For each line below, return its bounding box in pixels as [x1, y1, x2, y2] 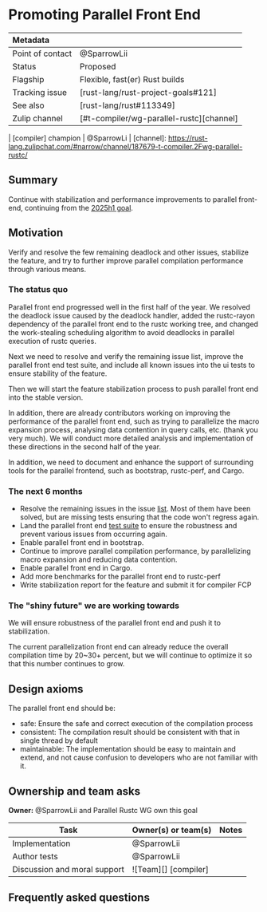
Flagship [12, 73, 45, 85]
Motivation [8, 226, 64, 240]
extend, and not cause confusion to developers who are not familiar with [19, 752, 258, 763]
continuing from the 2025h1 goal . [24, 203, 134, 212]
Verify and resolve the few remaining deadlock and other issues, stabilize [8, 247, 249, 257]
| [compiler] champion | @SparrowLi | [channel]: [8, 133, 167, 143]
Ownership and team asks [8, 784, 141, 798]
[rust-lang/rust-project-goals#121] [79, 86, 217, 97]
